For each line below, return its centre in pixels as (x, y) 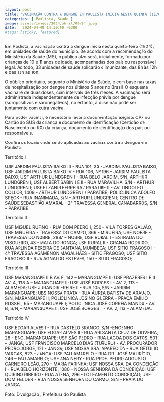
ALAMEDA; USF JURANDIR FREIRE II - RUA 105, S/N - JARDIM (68, 288)
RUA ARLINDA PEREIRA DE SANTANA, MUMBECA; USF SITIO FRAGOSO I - (81, 248)
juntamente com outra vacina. (35, 108)
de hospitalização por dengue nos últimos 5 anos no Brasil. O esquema (77, 87)
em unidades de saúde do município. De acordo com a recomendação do (79, 51)
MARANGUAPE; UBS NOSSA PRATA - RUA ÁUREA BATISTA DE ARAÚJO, (78, 293)
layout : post (18, 10)
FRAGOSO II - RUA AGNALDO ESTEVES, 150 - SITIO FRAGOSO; (69, 258)
